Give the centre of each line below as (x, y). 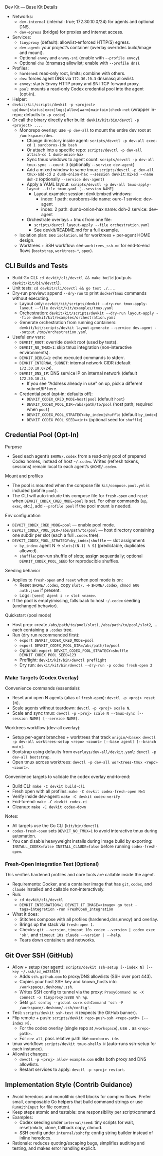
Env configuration (23, 515)
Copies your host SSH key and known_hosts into (68, 982)
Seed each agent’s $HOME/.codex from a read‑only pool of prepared (79, 456)
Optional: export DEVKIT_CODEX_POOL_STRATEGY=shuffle (74, 650)
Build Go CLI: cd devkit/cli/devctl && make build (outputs (72, 277)
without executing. (31, 298)
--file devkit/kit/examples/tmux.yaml (74, 308)
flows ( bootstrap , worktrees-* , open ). (56, 251)
